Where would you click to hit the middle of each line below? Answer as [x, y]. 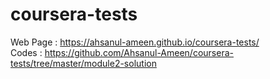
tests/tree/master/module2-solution [83, 63]
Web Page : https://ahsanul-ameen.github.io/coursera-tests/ [135, 42]
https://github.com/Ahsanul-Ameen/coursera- [139, 52]
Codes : [26, 52]
